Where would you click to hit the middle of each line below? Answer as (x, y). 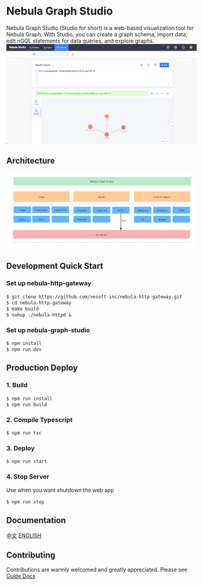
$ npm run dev (24, 349)
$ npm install (24, 343)
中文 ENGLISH (24, 536)
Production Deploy (42, 368)
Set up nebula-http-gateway (49, 283)
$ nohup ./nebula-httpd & (39, 315)
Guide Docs (21, 576)
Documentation (36, 520)
